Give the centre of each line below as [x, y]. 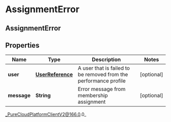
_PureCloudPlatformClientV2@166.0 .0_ [46, 114]
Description [106, 59]
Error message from [102, 89]
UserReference [54, 75]
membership [93, 96]
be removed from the [103, 75]
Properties [22, 45]
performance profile [102, 81]
